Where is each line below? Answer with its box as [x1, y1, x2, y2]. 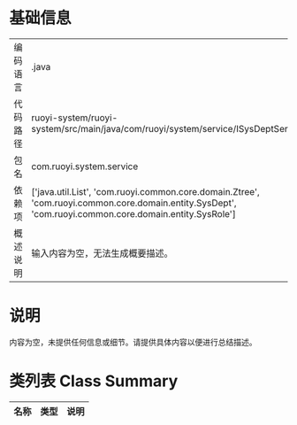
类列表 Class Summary [9, 371, 179, 391]
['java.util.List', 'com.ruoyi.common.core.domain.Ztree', [31, 185, 260, 197]
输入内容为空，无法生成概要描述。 [31, 247, 174, 259]
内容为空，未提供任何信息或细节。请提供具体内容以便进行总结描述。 [9, 336, 257, 347]
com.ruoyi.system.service [31, 160, 139, 173]
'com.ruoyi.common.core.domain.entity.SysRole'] [31, 207, 236, 220]
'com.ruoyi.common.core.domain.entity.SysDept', [31, 197, 237, 209]
